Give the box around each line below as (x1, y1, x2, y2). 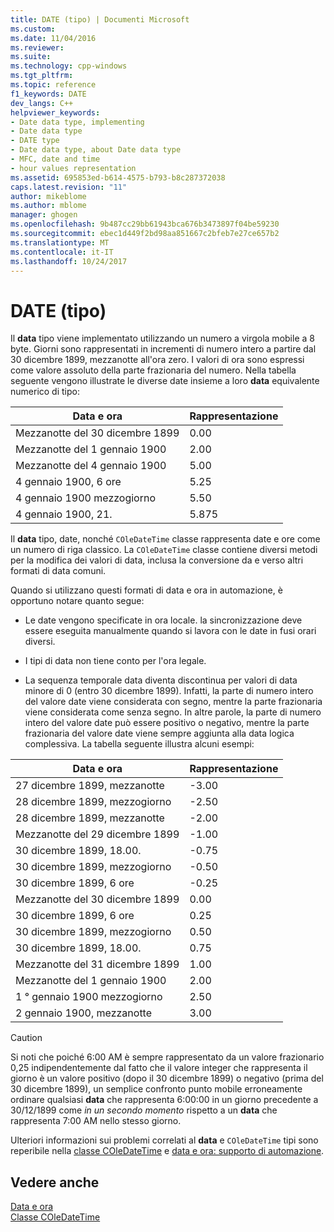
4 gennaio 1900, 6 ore (15, 475, 122, 489)
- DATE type (10, 136, 60, 146)
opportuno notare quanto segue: (10, 595, 145, 607)
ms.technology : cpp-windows (10, 61, 128, 71)
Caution (10, 1032, 43, 1044)
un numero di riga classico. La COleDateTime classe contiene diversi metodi (10, 544, 318, 556)
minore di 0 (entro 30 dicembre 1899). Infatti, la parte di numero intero (24, 685, 314, 697)
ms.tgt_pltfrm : (10, 71, 74, 81)
